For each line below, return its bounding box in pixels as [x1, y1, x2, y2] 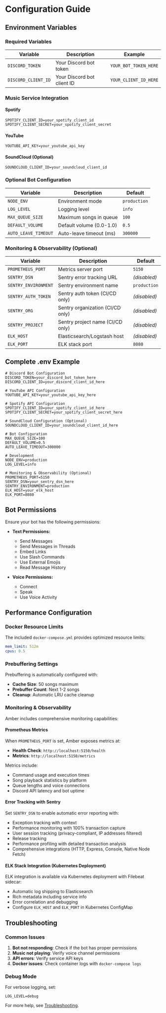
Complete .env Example [5, 358, 80, 366]
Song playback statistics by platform [12, 777, 87, 783]
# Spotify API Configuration [5, 401, 65, 406]
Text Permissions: [12, 528, 50, 534]
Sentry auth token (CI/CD [58, 290, 117, 297]
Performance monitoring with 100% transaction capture [12, 825, 126, 831]
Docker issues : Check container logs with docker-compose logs [12, 960, 142, 966]
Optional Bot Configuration [5, 176, 71, 183]
